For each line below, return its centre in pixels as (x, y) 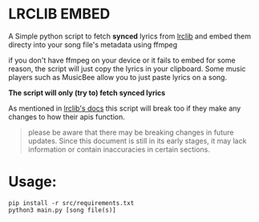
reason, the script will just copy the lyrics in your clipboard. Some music (127, 68)
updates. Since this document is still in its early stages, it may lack (137, 140)
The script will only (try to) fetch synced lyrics (87, 92)
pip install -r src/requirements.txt (71, 203)
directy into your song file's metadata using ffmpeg (93, 44)
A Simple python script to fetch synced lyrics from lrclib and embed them (129, 36)
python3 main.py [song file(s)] (62, 210)
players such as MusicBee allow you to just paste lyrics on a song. (117, 77)
